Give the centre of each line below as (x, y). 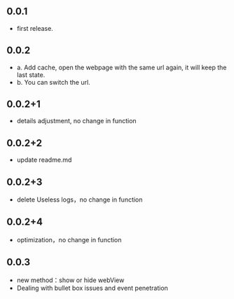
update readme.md (44, 160)
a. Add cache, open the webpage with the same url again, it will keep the (122, 67)
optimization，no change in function (69, 239)
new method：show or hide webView (70, 280)
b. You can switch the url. (53, 82)
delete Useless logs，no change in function (80, 200)
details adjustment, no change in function (77, 121)
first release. (35, 28)
